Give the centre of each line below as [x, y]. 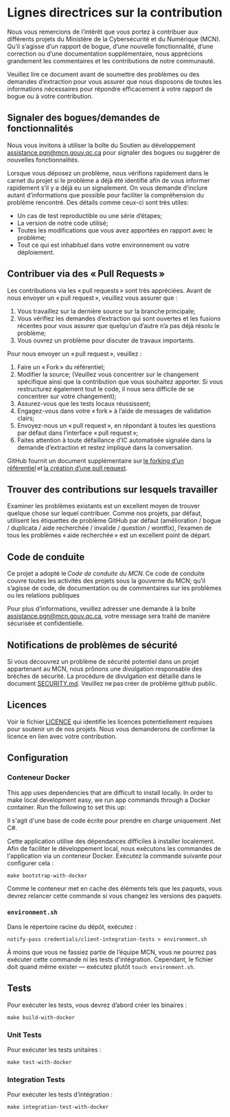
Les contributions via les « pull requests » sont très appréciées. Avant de [109, 290]
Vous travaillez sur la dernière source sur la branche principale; [106, 311]
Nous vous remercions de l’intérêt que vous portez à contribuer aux [103, 32]
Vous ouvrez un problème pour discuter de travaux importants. [106, 340]
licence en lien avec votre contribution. [62, 736]
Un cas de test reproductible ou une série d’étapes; [90, 215]
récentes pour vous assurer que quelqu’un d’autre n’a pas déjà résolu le [118, 325]
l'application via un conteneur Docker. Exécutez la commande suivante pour [115, 856]
